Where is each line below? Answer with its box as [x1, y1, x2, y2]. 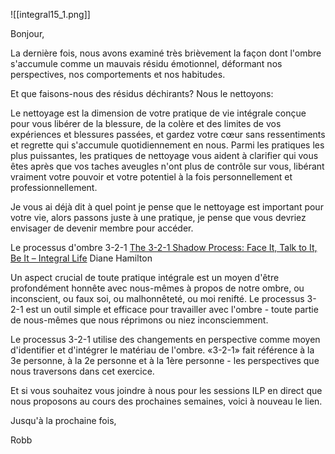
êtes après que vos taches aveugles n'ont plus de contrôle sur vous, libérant [10, 160, 325, 172]
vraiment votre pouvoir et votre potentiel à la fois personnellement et [10, 171, 293, 183]
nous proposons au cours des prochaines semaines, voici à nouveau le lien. [10, 395, 323, 407]
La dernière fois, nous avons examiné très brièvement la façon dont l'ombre [10, 47, 322, 59]
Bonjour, [10, 28, 45, 39]
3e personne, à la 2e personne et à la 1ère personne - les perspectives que [10, 355, 320, 366]
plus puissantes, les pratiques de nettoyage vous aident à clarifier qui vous [10, 150, 319, 161]
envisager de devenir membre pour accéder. [10, 222, 194, 234]
